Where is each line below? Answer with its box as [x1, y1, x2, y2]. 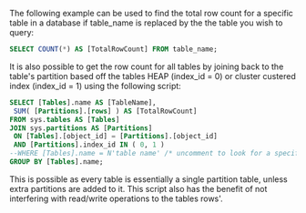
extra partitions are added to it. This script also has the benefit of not [9, 183, 268, 194]
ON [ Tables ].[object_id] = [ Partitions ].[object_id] [13, 132, 219, 141]
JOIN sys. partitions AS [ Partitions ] [9, 123, 153, 133]
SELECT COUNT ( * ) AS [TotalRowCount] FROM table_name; [9, 45, 219, 54]
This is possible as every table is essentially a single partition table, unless [9, 173, 289, 185]
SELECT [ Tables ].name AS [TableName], [9, 97, 157, 107]
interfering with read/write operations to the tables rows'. [9, 193, 223, 204]
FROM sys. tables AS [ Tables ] [9, 115, 120, 124]
